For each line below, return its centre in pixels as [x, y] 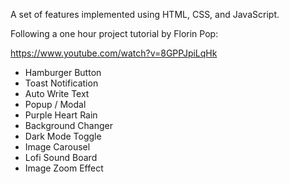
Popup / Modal [55, 104]
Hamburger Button [63, 72]
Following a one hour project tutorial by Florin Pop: [114, 33]
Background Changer [68, 125]
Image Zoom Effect [64, 168]
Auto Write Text [57, 93]
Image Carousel [57, 147]
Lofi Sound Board [61, 157]
